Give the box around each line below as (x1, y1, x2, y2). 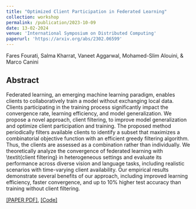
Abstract (6, 75, 39, 85)
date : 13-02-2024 (6, 25, 49, 31)
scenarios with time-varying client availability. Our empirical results (6, 166, 169, 173)
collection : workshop (6, 14, 59, 20)
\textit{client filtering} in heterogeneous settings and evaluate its (6, 154, 162, 161)
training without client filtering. (6, 185, 81, 192)
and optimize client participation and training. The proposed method (6, 122, 172, 130)
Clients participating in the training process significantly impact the (6, 104, 169, 111)
